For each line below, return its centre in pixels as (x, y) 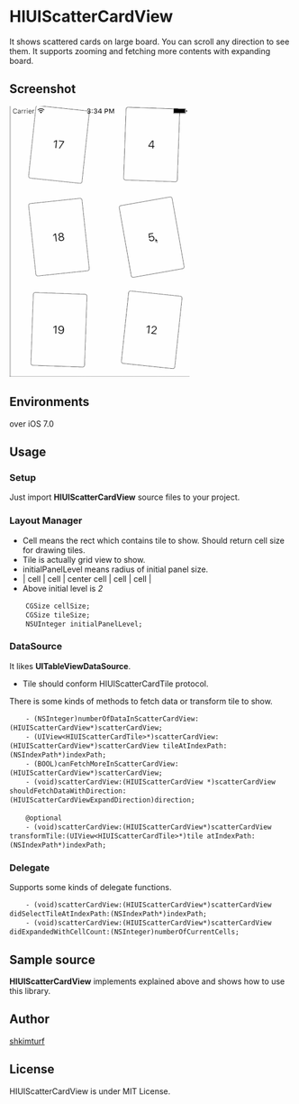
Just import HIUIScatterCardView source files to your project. (125, 497)
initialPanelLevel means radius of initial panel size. (115, 569)
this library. (30, 990)
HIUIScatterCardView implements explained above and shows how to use (147, 981)
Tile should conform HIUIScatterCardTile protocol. (115, 684)
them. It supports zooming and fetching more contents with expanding (140, 51)
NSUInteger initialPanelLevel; (84, 624)
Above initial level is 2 (63, 588)
